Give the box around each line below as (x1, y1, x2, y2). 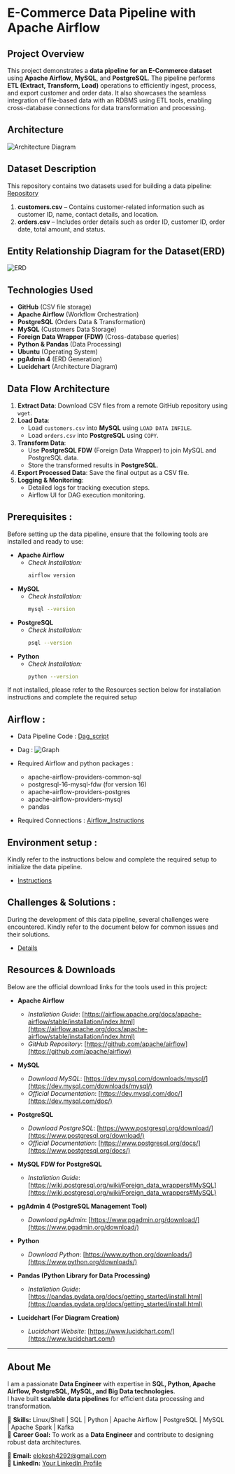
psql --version (27, 639, 72, 646)
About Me (7, 1361, 51, 1373)
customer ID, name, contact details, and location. (17, 210, 159, 218)
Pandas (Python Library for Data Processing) (17, 1271, 150, 1280)
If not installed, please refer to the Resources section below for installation (7, 685, 222, 694)
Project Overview (7, 48, 85, 60)
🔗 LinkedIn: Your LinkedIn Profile (7, 1459, 103, 1468)
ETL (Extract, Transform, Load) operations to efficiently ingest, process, (7, 81, 217, 89)
